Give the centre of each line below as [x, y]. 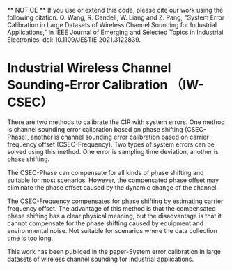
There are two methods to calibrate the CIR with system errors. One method [116, 122]
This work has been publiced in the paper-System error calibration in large [114, 251]
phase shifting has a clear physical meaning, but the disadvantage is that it [114, 216]
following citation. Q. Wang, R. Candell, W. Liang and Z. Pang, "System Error [116, 17]
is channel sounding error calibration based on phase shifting [95, 129]
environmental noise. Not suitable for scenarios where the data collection [112, 230]
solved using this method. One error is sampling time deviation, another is [113, 151]
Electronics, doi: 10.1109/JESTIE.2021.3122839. [74, 40]
